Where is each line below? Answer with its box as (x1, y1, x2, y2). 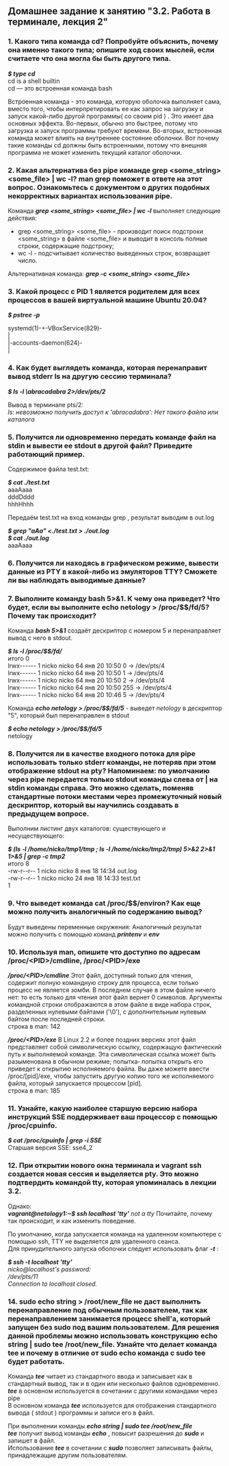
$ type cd (8, 69, 36, 77)
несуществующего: (8, 832, 64, 840)
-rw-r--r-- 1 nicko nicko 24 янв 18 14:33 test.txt (8, 874, 141, 883)
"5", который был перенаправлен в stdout (8, 711, 130, 720)
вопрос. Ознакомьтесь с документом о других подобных (8, 182, 211, 192)
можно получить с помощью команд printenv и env (8, 930, 160, 938)
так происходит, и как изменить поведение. (8, 1217, 136, 1225)
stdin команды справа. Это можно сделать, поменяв (8, 783, 194, 793)
